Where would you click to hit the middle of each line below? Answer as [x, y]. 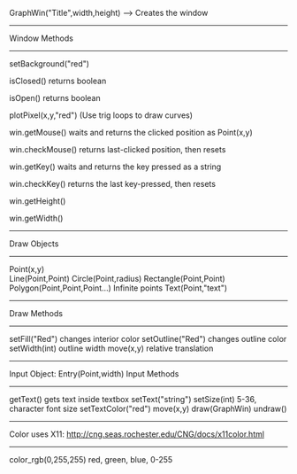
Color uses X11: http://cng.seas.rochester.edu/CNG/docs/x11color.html [137, 434]
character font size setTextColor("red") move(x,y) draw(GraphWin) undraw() [148, 408]
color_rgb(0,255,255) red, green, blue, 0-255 [91, 459]
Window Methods [41, 38]
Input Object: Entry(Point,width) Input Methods [94, 374]
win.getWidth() [36, 218]
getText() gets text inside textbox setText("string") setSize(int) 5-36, [133, 399]
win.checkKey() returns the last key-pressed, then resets [113, 184]
